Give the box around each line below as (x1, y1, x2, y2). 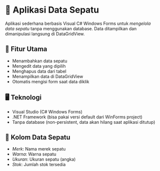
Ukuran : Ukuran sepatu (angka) (12, 156, 76, 162)
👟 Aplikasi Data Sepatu (5, 4, 99, 16)
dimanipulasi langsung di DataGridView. (5, 31, 85, 37)
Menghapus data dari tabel (12, 68, 67, 74)
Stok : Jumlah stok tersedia (12, 162, 66, 168)
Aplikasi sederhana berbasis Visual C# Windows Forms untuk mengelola (5, 20, 151, 26)
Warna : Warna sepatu (12, 151, 57, 157)
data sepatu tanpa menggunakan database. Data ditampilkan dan (5, 25, 137, 31)
